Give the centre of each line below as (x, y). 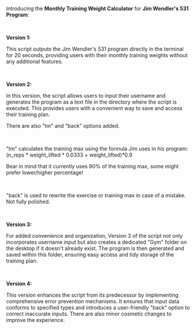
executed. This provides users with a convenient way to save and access (94, 108)
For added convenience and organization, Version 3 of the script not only (94, 236)
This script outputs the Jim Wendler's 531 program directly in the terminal (95, 49)
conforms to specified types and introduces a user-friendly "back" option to (98, 308)
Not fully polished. (28, 202)
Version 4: (19, 284)
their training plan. (28, 114)
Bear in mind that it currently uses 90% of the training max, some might (92, 166)
